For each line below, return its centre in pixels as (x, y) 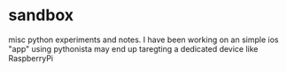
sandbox (41, 15)
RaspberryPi (31, 58)
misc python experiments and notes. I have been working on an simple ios (143, 40)
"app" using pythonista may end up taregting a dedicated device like (133, 48)
